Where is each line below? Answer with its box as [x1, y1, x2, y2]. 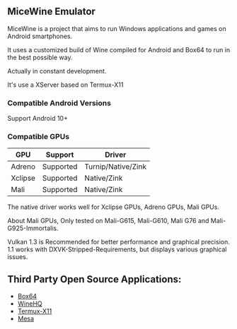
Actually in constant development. [7, 66, 107, 75]
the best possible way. [7, 53, 73, 61]
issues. [7, 253, 28, 261]
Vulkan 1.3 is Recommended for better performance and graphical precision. [7, 238, 230, 246]
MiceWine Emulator [7, 6, 96, 18]
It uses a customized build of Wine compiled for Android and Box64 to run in [7, 45, 231, 54]
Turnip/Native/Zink [84, 162, 147, 172]
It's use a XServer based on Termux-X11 [7, 80, 124, 89]
